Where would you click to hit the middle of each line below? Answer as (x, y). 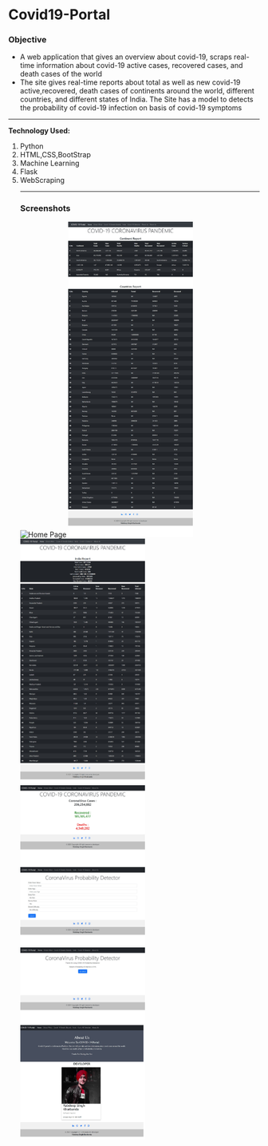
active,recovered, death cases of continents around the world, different (137, 91)
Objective (28, 40)
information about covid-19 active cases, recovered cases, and (140, 65)
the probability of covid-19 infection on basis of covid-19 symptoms (131, 108)
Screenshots (45, 208)
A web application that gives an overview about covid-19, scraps (126, 57)
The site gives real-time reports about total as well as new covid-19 (130, 82)
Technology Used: (39, 131)
